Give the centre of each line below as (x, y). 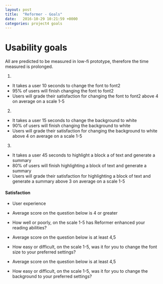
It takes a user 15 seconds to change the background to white (74, 121)
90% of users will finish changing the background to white (71, 126)
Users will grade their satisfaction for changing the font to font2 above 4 (85, 96)
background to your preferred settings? (52, 277)
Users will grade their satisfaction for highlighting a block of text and (81, 176)
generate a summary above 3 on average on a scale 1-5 (68, 181)
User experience (29, 204)
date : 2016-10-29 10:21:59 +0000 (41, 19)
